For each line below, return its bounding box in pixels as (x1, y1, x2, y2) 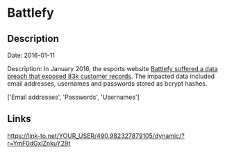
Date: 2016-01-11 (7, 51, 56, 59)
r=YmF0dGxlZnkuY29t (7, 139, 71, 147)
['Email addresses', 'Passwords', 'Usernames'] (7, 93, 140, 101)
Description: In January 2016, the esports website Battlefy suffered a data (7, 65, 218, 72)
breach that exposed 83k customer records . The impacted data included (7, 72, 215, 80)
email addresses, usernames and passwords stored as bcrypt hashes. (7, 79, 208, 88)
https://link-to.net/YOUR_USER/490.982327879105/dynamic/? (7, 131, 185, 140)
